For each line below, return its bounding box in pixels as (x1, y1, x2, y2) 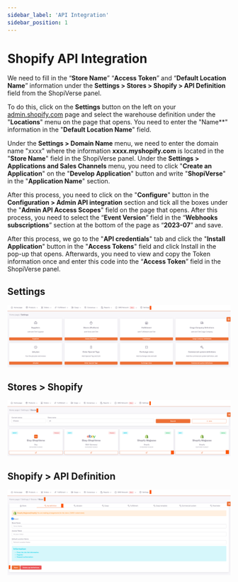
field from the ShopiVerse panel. (7, 89, 102, 97)
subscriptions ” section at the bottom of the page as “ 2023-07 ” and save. (7, 221, 223, 230)
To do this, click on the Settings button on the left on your (7, 103, 176, 112)
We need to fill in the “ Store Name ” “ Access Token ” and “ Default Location (7, 74, 227, 82)
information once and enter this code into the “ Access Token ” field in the (7, 257, 221, 266)
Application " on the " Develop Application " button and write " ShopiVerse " (7, 169, 226, 178)
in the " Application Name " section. (7, 177, 110, 185)
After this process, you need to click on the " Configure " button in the (7, 190, 210, 199)
